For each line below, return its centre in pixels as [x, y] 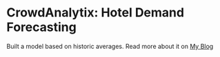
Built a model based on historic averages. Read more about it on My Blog [110, 46]
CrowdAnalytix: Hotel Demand [95, 13]
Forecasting [41, 27]
